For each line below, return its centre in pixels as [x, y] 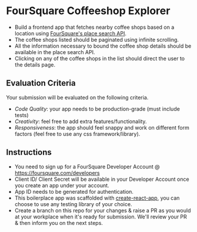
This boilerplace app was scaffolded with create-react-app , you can [97, 198]
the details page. [35, 64]
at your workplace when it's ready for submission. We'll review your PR [101, 217]
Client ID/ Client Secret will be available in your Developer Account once [102, 179]
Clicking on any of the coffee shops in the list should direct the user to [100, 58]
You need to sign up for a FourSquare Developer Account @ [87, 167]
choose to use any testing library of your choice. [73, 204]
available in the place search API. [55, 52]
